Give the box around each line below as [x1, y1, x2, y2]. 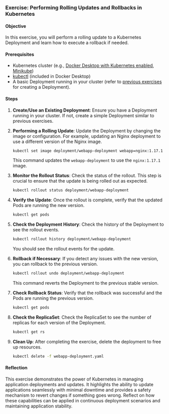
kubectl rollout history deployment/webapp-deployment [12, 236, 131, 242]
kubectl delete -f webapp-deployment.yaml [12, 354, 104, 359]
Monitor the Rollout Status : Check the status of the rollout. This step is [12, 172, 161, 179]
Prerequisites [5, 51, 35, 57]
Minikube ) [12, 68, 34, 74]
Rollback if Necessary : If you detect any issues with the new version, [12, 256, 158, 262]
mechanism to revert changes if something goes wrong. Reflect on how [5, 392, 155, 398]
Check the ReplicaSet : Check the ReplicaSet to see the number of [12, 314, 152, 320]
